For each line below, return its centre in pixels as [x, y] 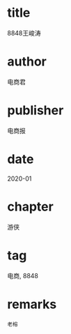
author [27, 62]
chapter [30, 206]
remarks [32, 304]
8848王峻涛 [24, 33]
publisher [35, 111]
